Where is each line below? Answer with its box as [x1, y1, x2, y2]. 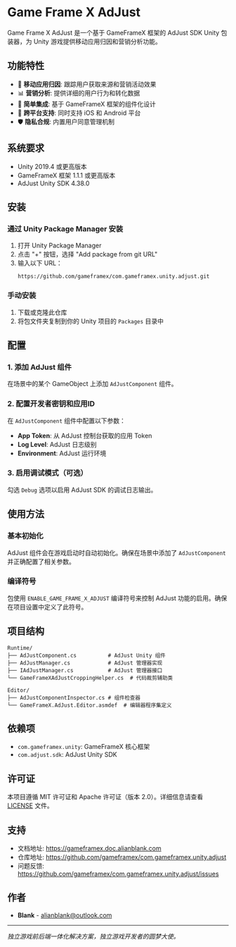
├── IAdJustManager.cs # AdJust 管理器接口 [7, 667, 163, 674]
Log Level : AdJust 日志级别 [17, 440, 97, 448]
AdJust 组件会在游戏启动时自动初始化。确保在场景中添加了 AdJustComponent [7, 548, 226, 557]
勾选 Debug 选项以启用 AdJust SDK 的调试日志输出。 [7, 485, 157, 494]
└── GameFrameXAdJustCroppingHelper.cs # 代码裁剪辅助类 [7, 674, 173, 681]
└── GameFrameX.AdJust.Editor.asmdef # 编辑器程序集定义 [7, 702, 172, 709]
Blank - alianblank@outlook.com [17, 910, 112, 920]
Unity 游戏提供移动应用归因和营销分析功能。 [33, 37, 162, 46]
